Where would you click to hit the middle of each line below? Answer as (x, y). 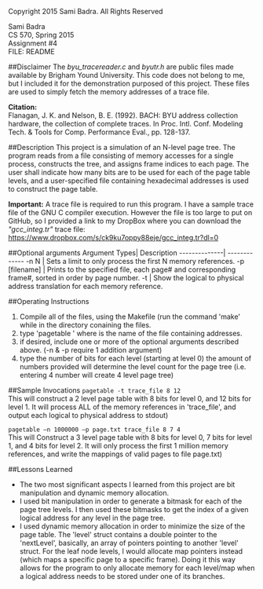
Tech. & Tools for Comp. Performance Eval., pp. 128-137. (99, 132)
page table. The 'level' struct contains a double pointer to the (118, 534)
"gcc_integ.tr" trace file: (47, 229)
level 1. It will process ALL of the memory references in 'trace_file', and (122, 407)
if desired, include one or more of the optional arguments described (129, 342)
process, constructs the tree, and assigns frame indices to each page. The (129, 164)
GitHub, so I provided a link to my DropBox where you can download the (125, 221)
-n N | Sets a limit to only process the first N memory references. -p (135, 261)
